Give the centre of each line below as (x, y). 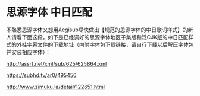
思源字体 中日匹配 (49, 12)
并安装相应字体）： (28, 52)
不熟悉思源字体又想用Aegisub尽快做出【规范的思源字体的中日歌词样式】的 (97, 30)
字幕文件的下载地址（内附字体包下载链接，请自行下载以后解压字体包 (110, 44)
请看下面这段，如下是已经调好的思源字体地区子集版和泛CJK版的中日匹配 (100, 37)
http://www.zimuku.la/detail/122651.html (56, 87)
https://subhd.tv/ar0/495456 (41, 75)
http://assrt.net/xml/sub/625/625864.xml (57, 63)
